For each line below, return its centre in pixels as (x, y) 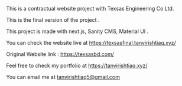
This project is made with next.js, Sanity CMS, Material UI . (77, 31)
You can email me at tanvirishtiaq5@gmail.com (63, 77)
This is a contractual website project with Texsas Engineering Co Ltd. (90, 9)
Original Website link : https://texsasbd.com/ (60, 54)
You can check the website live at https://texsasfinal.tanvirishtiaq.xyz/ (91, 43)
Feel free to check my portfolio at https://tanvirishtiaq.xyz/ (77, 65)
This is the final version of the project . (53, 20)
